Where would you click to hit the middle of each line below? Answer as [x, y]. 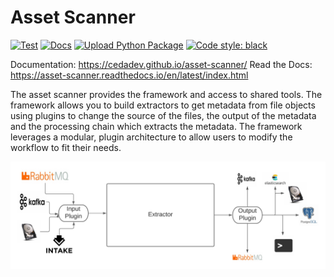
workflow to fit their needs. [66, 147]
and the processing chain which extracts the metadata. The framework [156, 126]
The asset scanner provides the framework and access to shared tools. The [166, 94]
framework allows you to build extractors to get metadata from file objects [163, 105]
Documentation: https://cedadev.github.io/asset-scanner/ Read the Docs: [161, 64]
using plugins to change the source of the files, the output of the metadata [163, 115]
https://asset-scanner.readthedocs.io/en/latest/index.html [129, 75]
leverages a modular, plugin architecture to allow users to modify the [151, 137]
